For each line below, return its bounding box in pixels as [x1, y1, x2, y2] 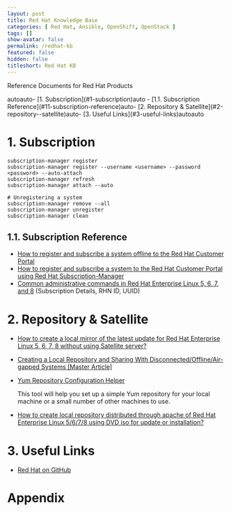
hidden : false [7, 56, 49, 63]
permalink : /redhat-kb [7, 43, 73, 50]
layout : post [7, 10, 45, 17]
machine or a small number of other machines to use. [17, 397, 170, 406]
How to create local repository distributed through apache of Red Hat [17, 411, 216, 419]
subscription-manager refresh [7, 175, 95, 182]
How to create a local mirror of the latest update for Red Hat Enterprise [17, 335, 221, 343]
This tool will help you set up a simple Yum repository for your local [17, 390, 210, 398]
